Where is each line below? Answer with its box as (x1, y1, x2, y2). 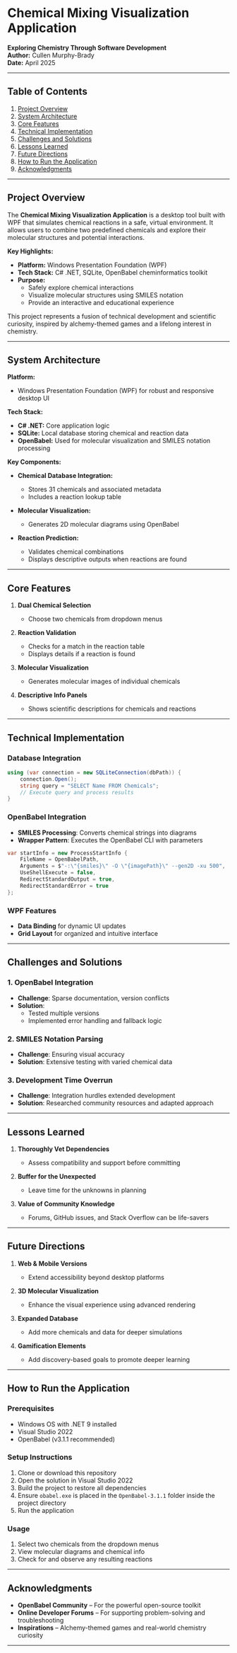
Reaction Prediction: (17, 534, 79, 542)
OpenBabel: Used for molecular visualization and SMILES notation (17, 437, 211, 445)
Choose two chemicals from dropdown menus (28, 614, 163, 624)
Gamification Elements (17, 1342, 86, 1350)
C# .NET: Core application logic (17, 421, 110, 430)
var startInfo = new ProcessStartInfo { (7, 850, 128, 857)
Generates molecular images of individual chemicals (28, 677, 181, 686)
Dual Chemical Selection (17, 601, 92, 610)
